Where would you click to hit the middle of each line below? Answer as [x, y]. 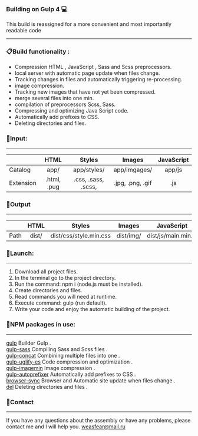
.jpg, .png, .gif [133, 183]
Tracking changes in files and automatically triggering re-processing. [98, 79]
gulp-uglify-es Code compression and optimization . [70, 362]
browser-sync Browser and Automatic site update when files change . [91, 380]
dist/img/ [129, 236]
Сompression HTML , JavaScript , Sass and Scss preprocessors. [93, 67]
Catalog [20, 170]
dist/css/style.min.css [80, 236]
